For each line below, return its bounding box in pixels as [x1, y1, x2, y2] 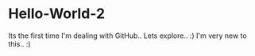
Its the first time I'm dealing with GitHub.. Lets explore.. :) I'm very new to [8, 31, 248, 40]
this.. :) [8, 39, 31, 48]
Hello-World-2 [8, 5, 106, 23]
